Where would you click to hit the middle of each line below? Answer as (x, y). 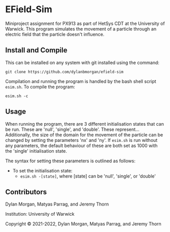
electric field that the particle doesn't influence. (55, 34)
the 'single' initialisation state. (36, 151)
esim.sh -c (17, 96)
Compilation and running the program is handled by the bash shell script (81, 81)
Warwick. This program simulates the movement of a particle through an (81, 28)
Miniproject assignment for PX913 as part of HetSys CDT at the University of (85, 23)
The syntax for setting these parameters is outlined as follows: (70, 161)
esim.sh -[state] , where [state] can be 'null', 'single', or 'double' (88, 176)
